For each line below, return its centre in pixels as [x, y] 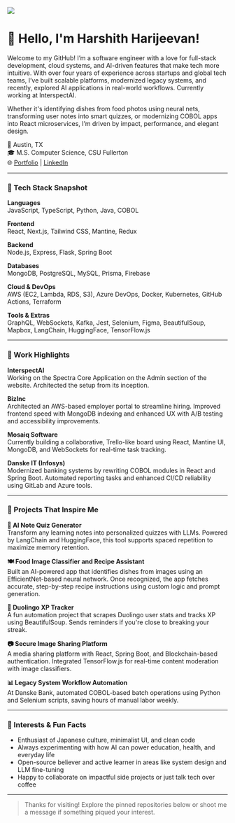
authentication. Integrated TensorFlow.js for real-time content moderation [113, 661]
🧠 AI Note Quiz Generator [44, 525]
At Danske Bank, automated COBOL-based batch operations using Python [114, 692]
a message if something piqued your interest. [90, 813]
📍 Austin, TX [25, 144]
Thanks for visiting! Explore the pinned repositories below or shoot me [126, 805]
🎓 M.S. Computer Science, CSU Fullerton [68, 152]
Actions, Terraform [34, 302]
